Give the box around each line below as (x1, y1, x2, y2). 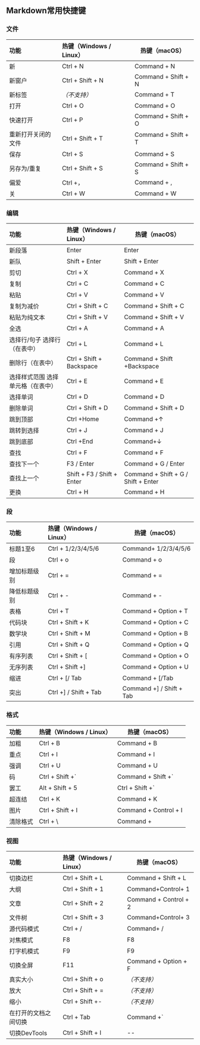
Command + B (117, 739, 158, 747)
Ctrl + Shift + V (66, 313, 108, 321)
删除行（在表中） (9, 358, 58, 367)
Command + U (117, 761, 158, 769)
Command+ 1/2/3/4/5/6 (122, 544, 191, 553)
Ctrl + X (66, 268, 88, 276)
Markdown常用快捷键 (6, 5, 86, 16)
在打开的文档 (9, 1009, 46, 1017)
